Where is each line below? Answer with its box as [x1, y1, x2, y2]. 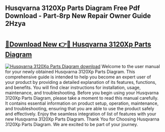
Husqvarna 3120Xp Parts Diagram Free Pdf [5, 4, 140, 12]
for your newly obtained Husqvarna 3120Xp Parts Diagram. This [5, 69, 135, 74]
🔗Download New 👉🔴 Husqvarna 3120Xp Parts [5, 40, 152, 49]
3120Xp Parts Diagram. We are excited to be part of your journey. [5, 122, 138, 127]
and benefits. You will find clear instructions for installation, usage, [5, 84, 141, 90]
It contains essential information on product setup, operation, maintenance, [5, 100, 159, 106]
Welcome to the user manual [101, 64, 160, 69]
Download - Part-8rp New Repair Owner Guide [5, 12, 151, 20]
